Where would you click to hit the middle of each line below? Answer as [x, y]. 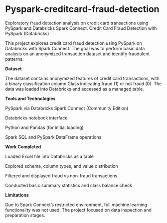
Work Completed [23, 147]
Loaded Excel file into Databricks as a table [49, 156]
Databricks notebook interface [36, 117]
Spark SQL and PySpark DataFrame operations [53, 137]
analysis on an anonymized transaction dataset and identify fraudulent [78, 54]
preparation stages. [25, 215]
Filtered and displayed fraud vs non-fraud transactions [61, 176]
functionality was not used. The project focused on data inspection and [79, 210]
